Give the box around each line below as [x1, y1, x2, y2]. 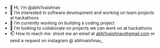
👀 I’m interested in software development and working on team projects [9, 10, 155, 16]
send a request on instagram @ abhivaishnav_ [9, 38, 103, 43]
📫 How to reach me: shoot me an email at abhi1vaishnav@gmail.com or [9, 31, 155, 36]
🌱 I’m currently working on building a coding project [9, 20, 115, 26]
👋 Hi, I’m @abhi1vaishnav [9, 5, 60, 10]
